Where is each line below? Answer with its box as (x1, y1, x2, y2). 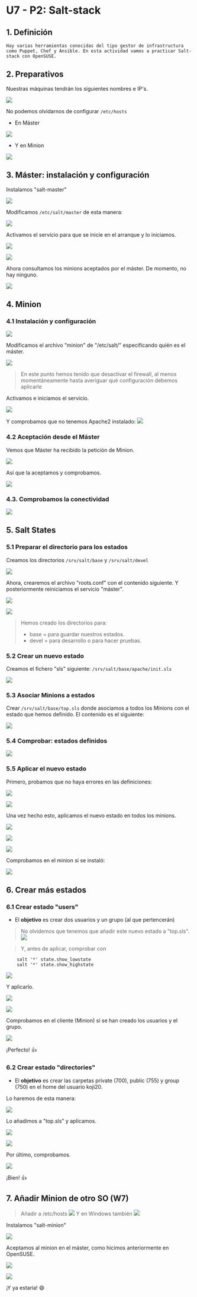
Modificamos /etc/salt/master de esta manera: (6, 208, 123, 215)
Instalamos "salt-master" (6, 186, 67, 193)
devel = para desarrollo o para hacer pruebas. (29, 637, 142, 644)
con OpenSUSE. (21, 53, 57, 59)
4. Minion (6, 299, 41, 310)
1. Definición (6, 27, 53, 37)
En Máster (14, 119, 40, 126)
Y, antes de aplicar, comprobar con (20, 945, 106, 952)
